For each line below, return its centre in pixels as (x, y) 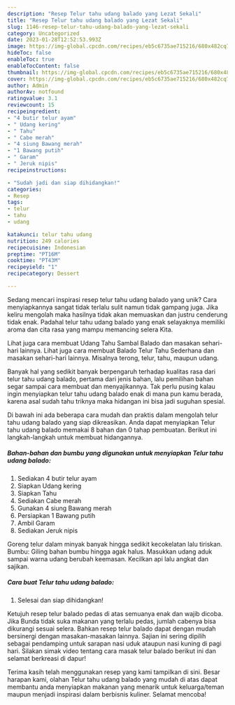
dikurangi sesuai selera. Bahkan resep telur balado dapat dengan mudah (112, 629)
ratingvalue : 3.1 (33, 99)
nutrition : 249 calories (43, 241)
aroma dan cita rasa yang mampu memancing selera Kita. (90, 329)
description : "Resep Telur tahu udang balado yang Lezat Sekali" (104, 14)
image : (17, 46)
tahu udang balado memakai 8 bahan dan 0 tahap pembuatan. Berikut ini (112, 430)
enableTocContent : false (43, 66)
